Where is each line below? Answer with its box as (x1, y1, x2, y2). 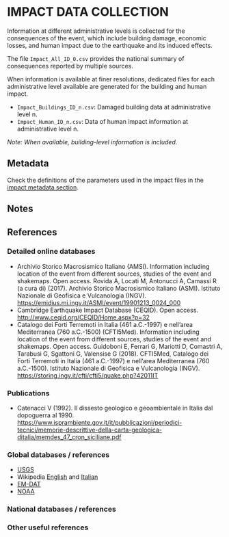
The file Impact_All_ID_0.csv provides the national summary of (7, 54, 185, 62)
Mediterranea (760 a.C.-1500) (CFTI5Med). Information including (16, 328, 200, 336)
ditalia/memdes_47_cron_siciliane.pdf (16, 433, 122, 441)
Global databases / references (7, 450, 110, 460)
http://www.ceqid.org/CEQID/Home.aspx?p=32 (16, 313, 150, 322)
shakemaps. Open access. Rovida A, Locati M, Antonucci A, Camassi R (16, 276, 217, 285)
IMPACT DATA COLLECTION (7, 4, 169, 20)
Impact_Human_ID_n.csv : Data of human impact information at (16, 117, 189, 125)
